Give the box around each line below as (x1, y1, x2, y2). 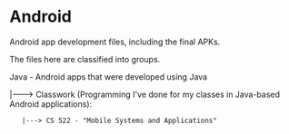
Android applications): (9, 98, 93, 110)
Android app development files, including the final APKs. (9, 36, 221, 47)
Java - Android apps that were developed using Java (9, 71, 207, 82)
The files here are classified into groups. (9, 53, 161, 64)
